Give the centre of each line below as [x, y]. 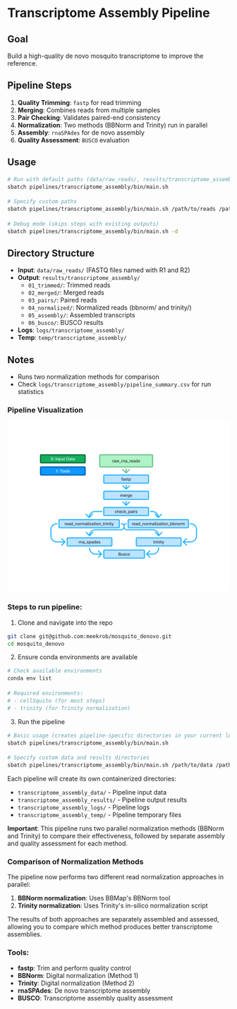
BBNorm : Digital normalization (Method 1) [78, 975]
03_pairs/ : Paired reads [62, 300]
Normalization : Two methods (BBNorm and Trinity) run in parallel [113, 125]
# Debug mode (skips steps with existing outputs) [83, 224]
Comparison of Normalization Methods [75, 862]
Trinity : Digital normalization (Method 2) [76, 983]
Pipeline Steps [39, 86]
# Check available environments [55, 671]
